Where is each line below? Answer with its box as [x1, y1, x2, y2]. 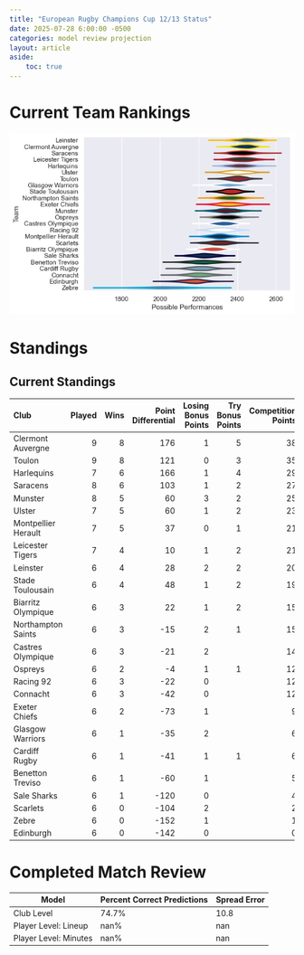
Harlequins [13, 468, 54, 478]
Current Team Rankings [9, 102, 191, 123]
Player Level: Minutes [13, 932, 93, 944]
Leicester [13, 540, 48, 551]
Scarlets [13, 802, 44, 813]
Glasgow [13, 723, 47, 734]
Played [71, 410, 98, 421]
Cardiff [13, 746, 39, 757]
